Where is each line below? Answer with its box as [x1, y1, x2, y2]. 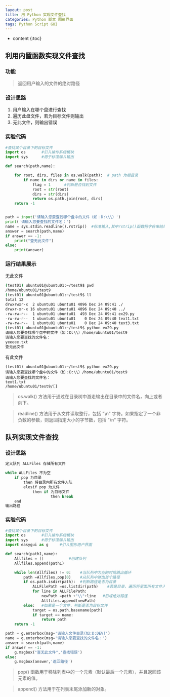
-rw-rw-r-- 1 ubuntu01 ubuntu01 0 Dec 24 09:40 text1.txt [5, 316, 139, 321]
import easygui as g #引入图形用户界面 [5, 543, 93, 548]
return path [41, 617, 67, 622]
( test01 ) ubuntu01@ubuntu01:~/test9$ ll [5, 292, 92, 298]
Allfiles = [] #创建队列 [14, 556, 87, 561]
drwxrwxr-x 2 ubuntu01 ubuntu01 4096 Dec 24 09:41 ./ [5, 302, 123, 307]
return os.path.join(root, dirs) [32, 196, 103, 202]
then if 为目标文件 [32, 489, 70, 494]
